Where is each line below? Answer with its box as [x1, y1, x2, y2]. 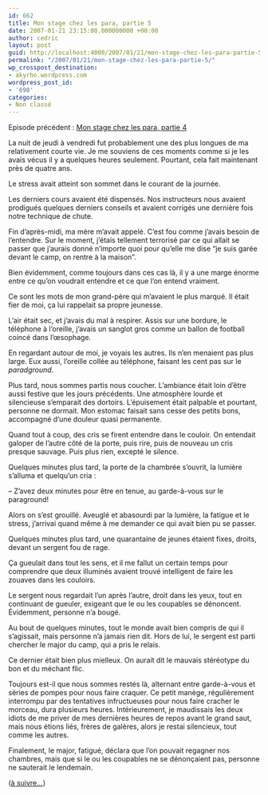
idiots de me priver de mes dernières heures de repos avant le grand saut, [8, 714, 252, 723]
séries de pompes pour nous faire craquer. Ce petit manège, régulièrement [8, 688, 254, 698]
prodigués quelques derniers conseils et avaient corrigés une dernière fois [8, 203, 254, 212]
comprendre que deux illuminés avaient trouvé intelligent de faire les [8, 567, 234, 576]
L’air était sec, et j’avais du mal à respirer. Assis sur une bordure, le [8, 316, 227, 326]
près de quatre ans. [8, 164, 73, 173]
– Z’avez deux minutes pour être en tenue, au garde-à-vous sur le [8, 486, 224, 496]
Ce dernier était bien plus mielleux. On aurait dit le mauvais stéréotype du [8, 655, 250, 665]
